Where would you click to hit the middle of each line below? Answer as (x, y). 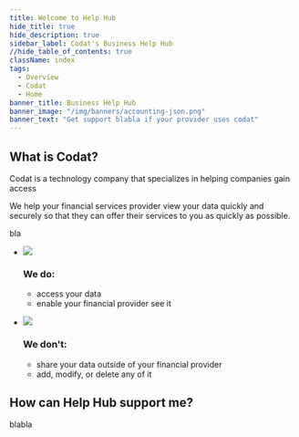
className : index (42, 60)
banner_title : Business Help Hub (73, 103)
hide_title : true (42, 26)
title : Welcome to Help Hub (63, 18)
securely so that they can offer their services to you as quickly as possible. (150, 215)
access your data (69, 294)
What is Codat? (54, 156)
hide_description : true (55, 35)
